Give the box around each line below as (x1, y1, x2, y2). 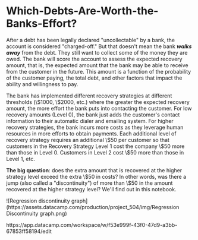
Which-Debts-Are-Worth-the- (6, 4, 159, 18)
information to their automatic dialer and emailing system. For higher (6, 117, 174, 124)
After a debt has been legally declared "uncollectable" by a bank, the (6, 36, 175, 43)
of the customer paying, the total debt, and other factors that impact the (6, 74, 183, 81)
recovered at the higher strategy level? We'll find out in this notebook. (6, 185, 177, 192)
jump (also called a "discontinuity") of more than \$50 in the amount (6, 179, 173, 187)
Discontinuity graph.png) (6, 210, 67, 217)
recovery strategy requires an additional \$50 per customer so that (6, 136, 169, 143)
